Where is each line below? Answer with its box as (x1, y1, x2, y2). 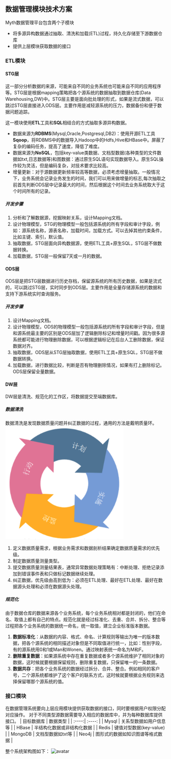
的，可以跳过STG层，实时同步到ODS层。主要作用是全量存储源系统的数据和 (5, 285, 162, 291)
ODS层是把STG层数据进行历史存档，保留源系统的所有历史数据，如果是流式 (5, 278, 162, 284)
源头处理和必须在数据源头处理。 (17, 583, 84, 590)
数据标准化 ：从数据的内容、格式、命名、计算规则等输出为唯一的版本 (12, 634, 156, 640)
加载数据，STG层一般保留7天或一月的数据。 (12, 253, 105, 259)
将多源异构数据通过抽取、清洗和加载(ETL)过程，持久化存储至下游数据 (12, 30, 158, 36)
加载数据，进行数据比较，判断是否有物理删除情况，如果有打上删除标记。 (12, 362, 164, 368)
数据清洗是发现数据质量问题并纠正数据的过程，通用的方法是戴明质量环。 (5, 420, 157, 426)
